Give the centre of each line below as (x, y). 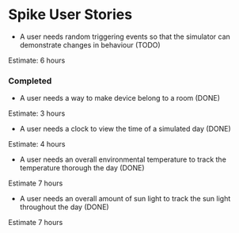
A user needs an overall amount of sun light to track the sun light (125, 199)
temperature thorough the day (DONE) (82, 168)
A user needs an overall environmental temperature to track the (123, 159)
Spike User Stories (70, 15)
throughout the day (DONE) (64, 207)
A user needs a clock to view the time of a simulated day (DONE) (125, 129)
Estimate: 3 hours (37, 113)
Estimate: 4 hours (37, 144)
